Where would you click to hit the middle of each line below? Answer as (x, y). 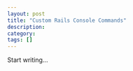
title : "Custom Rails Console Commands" (67, 20)
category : (22, 33)
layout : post (26, 14)
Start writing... (28, 60)
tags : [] (20, 40)
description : (26, 27)
